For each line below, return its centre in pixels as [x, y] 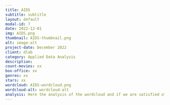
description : [19, 62]
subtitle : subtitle [26, 15]
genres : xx [17, 76]
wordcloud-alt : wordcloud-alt [37, 90]
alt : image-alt [21, 43]
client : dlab [19, 52]
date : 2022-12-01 [24, 29]
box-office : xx [21, 71]
